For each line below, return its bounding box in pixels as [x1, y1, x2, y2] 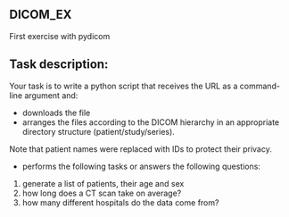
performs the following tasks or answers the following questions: [21, 161, 261, 171]
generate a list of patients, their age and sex [21, 178, 185, 188]
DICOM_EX [9, 7, 72, 22]
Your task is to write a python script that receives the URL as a [9, 80, 238, 91]
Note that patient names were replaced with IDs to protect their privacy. [9, 143, 272, 154]
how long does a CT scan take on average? [21, 188, 182, 198]
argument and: [24, 89, 78, 101]
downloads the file [21, 107, 91, 118]
